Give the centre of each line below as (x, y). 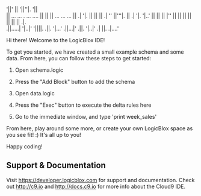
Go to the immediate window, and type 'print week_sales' (86, 117)
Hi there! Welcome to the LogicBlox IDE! (56, 40)
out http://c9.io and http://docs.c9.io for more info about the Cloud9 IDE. (96, 186)
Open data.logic (35, 93)
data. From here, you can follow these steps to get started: (79, 58)
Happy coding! (25, 147)
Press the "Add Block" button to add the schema (75, 82)
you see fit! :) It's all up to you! (44, 135)
